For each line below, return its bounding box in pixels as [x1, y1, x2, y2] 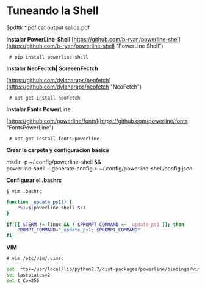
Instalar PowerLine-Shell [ [6, 35, 74, 43]
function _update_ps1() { [6, 199, 72, 205]
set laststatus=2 [6, 272, 51, 278]
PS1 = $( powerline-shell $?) [17, 205, 86, 211]
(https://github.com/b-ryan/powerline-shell [6, 42, 115, 49]
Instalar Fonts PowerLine [6, 105, 71, 113]
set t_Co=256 [6, 277, 40, 284]
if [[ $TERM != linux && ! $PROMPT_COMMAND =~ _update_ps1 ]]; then [6, 221, 184, 228]
